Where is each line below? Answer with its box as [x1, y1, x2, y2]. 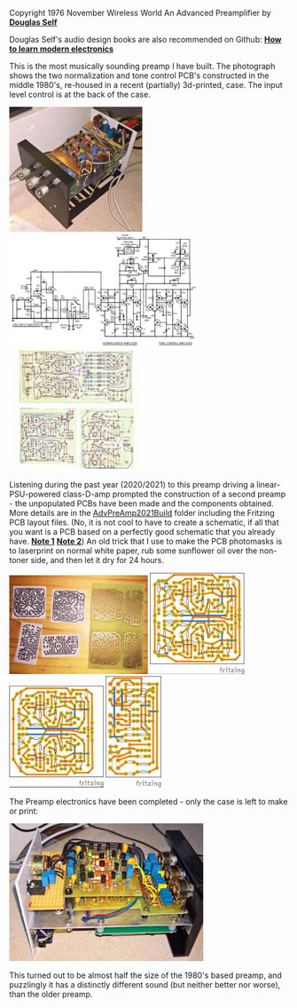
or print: [9, 806, 38, 816]
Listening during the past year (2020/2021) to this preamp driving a [9, 479, 255, 489]
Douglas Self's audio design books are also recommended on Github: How [9, 35, 282, 44]
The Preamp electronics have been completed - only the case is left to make [9, 796, 288, 806]
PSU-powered [9, 488, 61, 499]
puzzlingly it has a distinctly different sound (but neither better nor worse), [9, 980, 281, 990]
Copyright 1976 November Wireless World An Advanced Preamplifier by [9, 8, 272, 18]
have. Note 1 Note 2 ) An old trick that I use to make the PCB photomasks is [9, 536, 283, 546]
